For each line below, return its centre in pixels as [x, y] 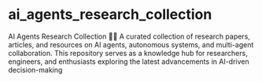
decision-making [35, 69]
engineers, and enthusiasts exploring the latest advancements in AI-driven [129, 61]
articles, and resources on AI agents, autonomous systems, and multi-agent [131, 44]
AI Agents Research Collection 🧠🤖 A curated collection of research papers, [129, 36]
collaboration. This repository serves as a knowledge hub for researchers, [128, 53]
